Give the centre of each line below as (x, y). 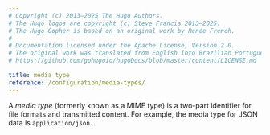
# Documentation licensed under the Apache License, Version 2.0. (122, 46)
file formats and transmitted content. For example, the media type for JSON (133, 114)
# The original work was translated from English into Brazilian (120, 53)
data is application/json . (50, 122)
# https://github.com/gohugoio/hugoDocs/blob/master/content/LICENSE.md (133, 61)
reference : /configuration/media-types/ (77, 82)
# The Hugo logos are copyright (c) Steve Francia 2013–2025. (115, 23)
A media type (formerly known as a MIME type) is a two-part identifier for (130, 105)
